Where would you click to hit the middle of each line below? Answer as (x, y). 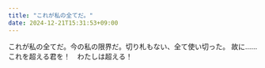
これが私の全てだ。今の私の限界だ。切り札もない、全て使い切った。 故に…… (133, 46)
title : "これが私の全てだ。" (51, 15)
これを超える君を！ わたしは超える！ (70, 56)
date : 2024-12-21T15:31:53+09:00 (63, 23)
